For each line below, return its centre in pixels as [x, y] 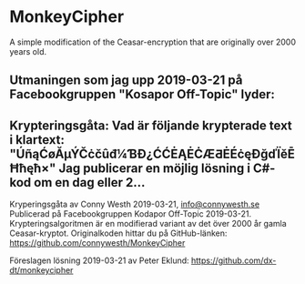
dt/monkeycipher [41, 270]
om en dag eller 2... [89, 183]
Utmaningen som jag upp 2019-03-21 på [126, 81]
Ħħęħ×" [33, 168]
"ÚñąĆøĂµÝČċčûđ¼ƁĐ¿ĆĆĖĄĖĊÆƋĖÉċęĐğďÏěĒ [152, 153]
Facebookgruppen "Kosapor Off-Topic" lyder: [142, 94]
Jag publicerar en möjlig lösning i [154, 168]
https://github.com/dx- [234, 260]
